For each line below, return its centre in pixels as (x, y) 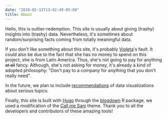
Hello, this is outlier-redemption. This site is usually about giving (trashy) (80, 28)
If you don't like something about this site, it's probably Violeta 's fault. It (79, 49)
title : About (19, 14)
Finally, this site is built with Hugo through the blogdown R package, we (79, 100)
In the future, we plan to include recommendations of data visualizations (79, 85)
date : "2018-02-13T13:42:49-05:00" (42, 10)
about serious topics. (27, 90)
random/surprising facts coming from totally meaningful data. (68, 39)
